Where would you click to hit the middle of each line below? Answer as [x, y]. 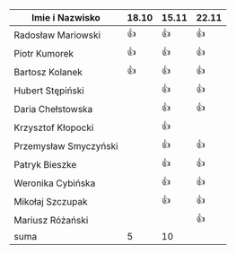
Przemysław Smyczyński [66, 145]
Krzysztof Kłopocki [54, 127]
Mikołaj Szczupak [51, 201]
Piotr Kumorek [44, 53]
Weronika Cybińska [55, 183]
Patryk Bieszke [45, 164]
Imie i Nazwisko [66, 18]
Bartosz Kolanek [48, 72]
